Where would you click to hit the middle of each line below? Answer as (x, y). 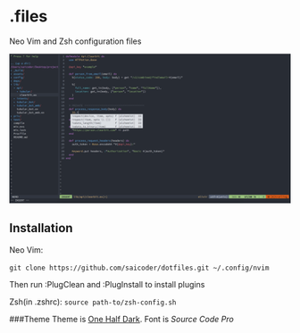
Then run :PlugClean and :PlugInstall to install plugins (107, 284)
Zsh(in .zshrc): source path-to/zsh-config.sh (93, 302)
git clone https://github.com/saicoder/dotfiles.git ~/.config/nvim (139, 268)
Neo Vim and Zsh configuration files (75, 41)
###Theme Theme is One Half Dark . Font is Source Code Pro (121, 319)
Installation (41, 228)
